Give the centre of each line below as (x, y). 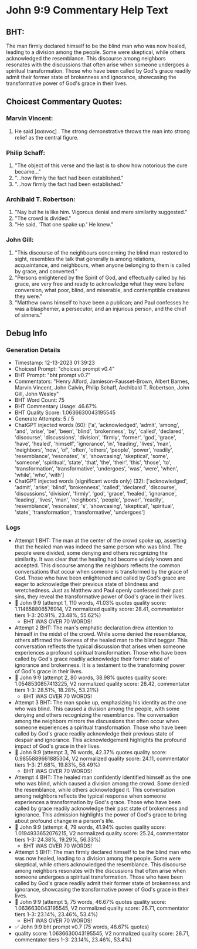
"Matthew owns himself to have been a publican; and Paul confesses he (102, 302)
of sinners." (28, 315)
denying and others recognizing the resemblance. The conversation (96, 715)
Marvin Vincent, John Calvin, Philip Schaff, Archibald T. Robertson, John (102, 388)
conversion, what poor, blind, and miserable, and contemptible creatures (102, 290)
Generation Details (33, 350)
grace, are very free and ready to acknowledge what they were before (99, 284)
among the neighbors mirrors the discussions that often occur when (97, 721)
